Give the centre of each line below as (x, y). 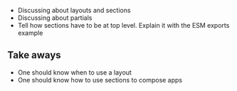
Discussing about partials (55, 18)
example (30, 33)
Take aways (35, 55)
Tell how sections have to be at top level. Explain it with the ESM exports (123, 25)
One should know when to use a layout (74, 72)
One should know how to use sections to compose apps (100, 80)
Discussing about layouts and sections (74, 10)
